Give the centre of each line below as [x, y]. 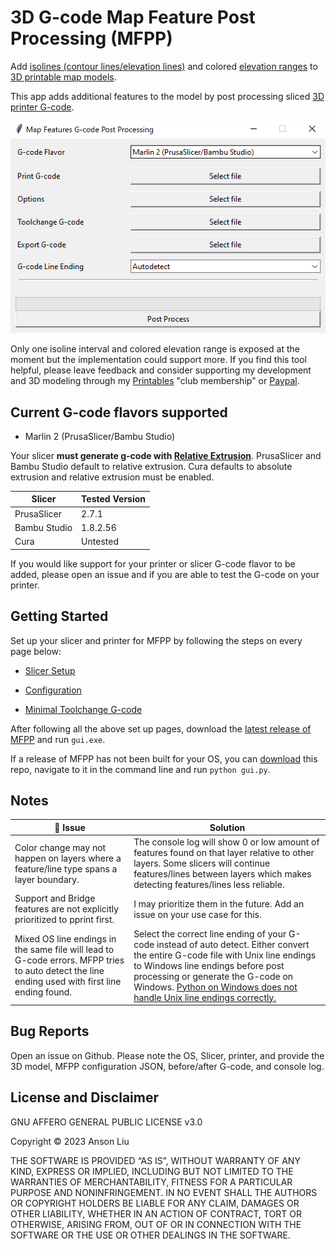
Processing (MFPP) [91, 38]
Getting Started [59, 616]
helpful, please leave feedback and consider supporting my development [161, 370]
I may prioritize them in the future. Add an [219, 903]
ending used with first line [68, 982]
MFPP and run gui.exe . [58, 739]
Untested [100, 542]
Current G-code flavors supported [119, 412]
